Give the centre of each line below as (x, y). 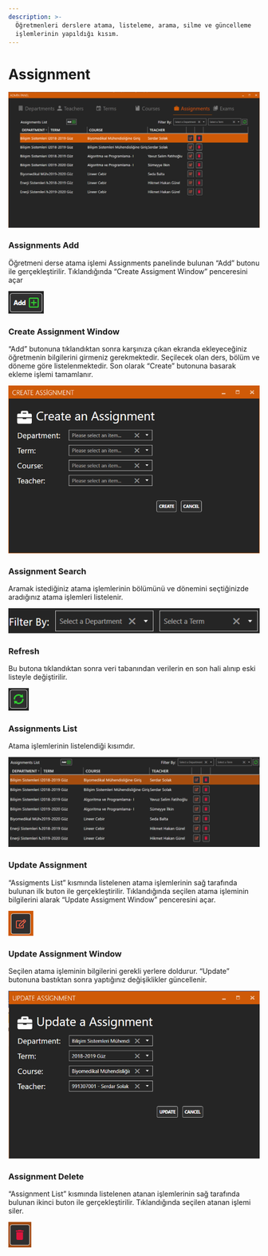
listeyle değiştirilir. (38, 677)
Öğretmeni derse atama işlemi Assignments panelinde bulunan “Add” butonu (134, 263)
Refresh (24, 651)
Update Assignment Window (65, 953)
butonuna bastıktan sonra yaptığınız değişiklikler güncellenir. (108, 980)
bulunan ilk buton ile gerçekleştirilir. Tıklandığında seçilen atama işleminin (128, 891)
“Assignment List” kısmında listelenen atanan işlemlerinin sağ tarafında (124, 1194)
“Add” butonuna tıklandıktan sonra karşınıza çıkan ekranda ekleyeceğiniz (128, 349)
